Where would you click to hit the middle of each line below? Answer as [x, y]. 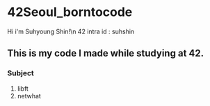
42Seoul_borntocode [70, 12]
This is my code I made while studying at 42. [105, 53]
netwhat [29, 96]
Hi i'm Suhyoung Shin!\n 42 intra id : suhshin [71, 31]
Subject [21, 73]
